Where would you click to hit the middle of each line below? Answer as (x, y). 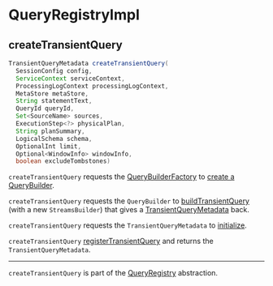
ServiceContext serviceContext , (71, 79)
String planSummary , (50, 131)
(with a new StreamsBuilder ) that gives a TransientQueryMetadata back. (129, 210)
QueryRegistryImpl (74, 15)
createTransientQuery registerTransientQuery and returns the (111, 241)
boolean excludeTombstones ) (63, 161)
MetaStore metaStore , (52, 94)
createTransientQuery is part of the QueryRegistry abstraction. (113, 273)
